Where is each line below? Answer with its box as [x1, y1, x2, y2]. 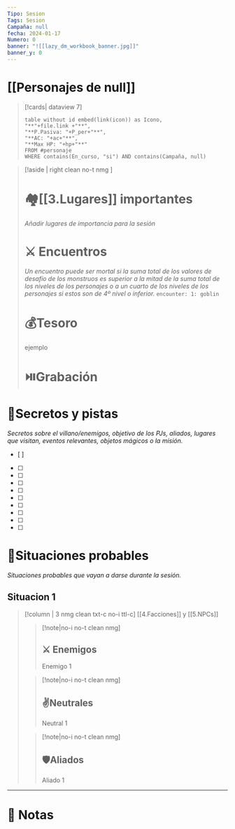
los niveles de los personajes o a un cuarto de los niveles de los [24, 282, 209, 290]
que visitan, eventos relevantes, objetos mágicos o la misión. [7, 436, 183, 445]
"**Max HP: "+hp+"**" [24, 141, 87, 148]
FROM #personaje [24, 146, 72, 154]
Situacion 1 [7, 591, 56, 603]
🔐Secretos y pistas [7, 406, 119, 421]
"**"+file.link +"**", [24, 122, 91, 130]
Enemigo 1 [41, 662, 72, 671]
